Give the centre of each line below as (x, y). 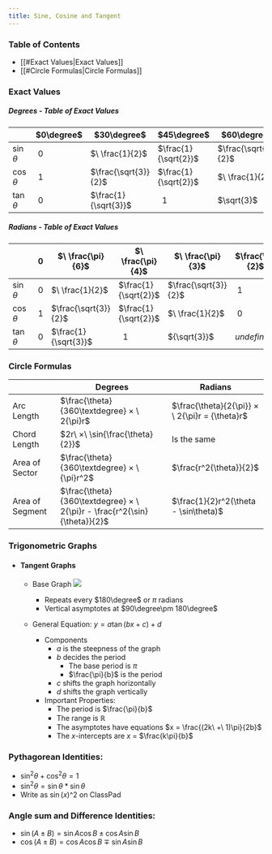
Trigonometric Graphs (53, 546)
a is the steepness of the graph (108, 649)
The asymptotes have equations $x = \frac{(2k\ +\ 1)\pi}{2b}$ (159, 727)
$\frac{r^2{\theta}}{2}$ (215, 468)
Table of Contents (45, 44)
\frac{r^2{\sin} (121, 511)
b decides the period (91, 658)
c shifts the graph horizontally (106, 684)
